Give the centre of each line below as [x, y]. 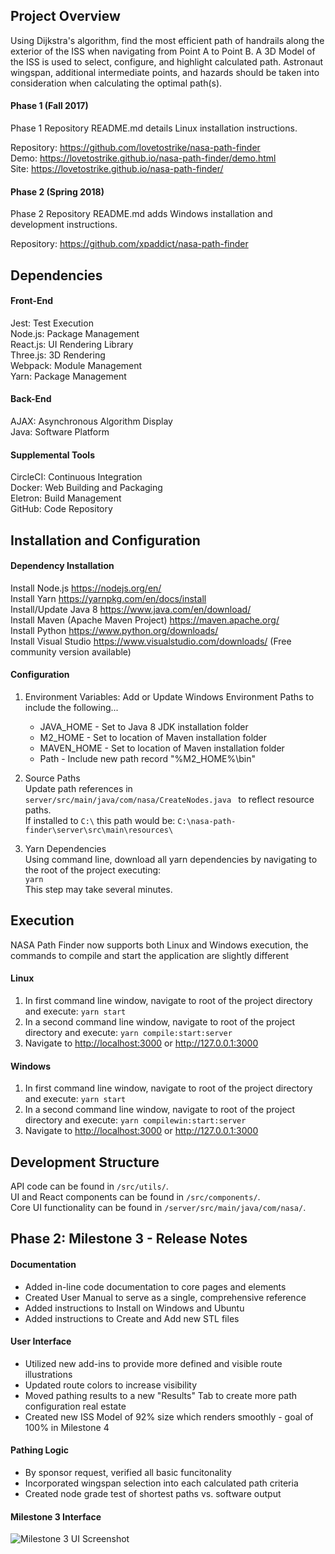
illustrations [48, 1374]
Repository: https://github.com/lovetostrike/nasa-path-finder [135, 148]
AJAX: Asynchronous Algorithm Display [91, 421]
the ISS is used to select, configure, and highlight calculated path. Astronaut [167, 61]
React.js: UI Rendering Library [72, 344]
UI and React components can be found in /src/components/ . [135, 1197]
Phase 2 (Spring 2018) [57, 191]
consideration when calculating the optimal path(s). [116, 83]
